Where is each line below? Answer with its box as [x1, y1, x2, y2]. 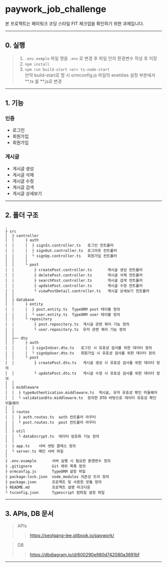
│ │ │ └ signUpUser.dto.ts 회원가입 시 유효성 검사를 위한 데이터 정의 [5, 350, 156, 356]
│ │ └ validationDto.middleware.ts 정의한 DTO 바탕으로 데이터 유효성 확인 [5, 395, 157, 401]
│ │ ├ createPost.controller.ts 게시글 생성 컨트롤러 [5, 267, 143, 272]
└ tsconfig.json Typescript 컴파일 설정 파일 [5, 490, 105, 495]
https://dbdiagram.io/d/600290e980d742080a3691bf [29, 552, 140, 558]
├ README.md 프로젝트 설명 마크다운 [5, 485, 91, 490]
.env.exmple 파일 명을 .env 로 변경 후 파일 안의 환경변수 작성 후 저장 [24, 55, 158, 61]
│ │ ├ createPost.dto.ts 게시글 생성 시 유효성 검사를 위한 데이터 [5, 360, 155, 365]
